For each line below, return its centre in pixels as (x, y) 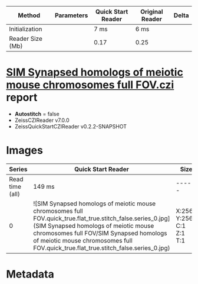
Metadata (30, 274)
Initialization (26, 29)
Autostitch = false (37, 114)
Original (152, 12)
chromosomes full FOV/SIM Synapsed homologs (100, 233)
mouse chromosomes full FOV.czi (90, 85)
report (22, 98)
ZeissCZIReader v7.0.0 (42, 120)
